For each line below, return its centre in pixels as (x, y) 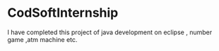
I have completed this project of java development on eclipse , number (110, 32)
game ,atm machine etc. (42, 39)
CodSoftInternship (63, 13)
